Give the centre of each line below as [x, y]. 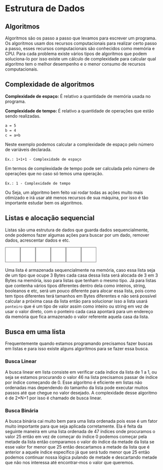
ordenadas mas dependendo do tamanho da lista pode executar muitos [77, 387]
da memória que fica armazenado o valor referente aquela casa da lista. [77, 317]
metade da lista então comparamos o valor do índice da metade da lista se [80, 442]
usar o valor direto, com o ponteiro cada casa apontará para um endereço [79, 311]
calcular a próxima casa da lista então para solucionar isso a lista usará [76, 301]
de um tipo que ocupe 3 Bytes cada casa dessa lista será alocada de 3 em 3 [81, 275]
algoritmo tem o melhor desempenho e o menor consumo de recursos [75, 64]
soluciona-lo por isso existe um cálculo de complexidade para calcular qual [81, 59]
